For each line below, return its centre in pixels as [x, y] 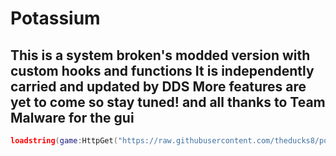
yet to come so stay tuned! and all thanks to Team [168, 102]
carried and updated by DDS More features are [158, 86]
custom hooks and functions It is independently [162, 70]
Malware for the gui [72, 117]
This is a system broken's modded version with [160, 55]
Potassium [55, 18]
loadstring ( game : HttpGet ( [64, 141]
